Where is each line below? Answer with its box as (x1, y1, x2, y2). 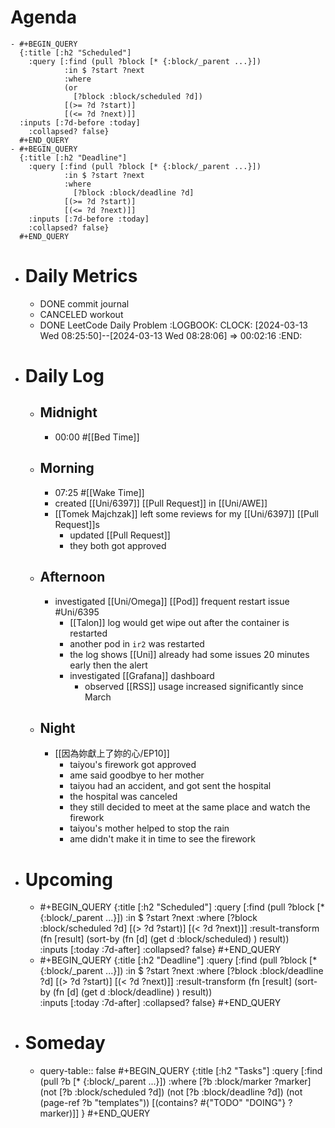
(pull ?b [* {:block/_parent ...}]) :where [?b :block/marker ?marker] (39, 1076, 312, 1088)
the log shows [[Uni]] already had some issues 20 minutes (69, 648, 310, 660)
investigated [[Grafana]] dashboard (69, 669, 215, 681)
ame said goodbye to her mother (69, 769, 205, 781)
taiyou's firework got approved (69, 759, 197, 771)
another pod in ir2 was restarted (69, 637, 205, 650)
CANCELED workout (39, 308, 124, 320)
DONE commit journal (39, 297, 130, 310)
